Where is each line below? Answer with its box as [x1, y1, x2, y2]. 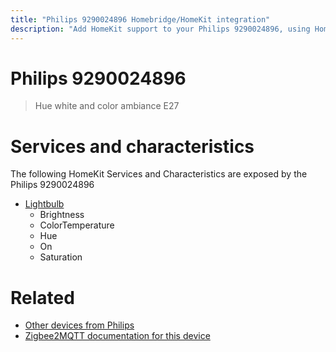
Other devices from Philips [24, 319, 135, 331]
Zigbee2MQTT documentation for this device [24, 330, 211, 342]
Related [10, 286, 75, 309]
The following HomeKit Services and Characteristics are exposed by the [10, 168, 308, 180]
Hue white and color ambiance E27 [34, 100, 180, 112]
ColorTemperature [39, 219, 115, 231]
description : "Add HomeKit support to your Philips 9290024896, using [10, 24, 311, 34]
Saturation [39, 251, 83, 263]
